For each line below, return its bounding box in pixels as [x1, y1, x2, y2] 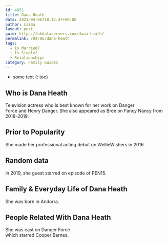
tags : [5, 41, 17, 46]
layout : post [5, 27, 33, 32]
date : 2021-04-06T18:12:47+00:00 [5, 17, 77, 22]
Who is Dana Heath [5, 89, 68, 97]
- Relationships [10, 55, 45, 60]
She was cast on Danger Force [5, 227, 71, 233]
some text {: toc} [12, 74, 49, 80]
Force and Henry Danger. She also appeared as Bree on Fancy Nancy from [5, 108, 163, 114]
